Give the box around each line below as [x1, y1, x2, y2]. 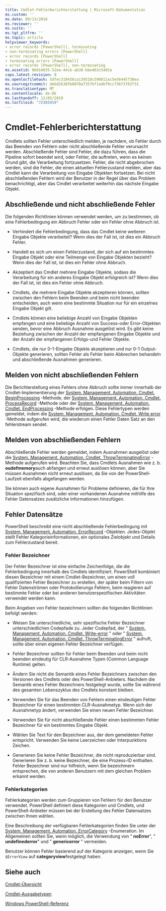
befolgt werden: [5, 610, 38, 616]
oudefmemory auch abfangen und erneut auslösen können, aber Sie [5, 465, 145, 471]
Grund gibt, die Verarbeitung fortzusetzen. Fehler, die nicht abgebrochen [5, 159, 155, 165]
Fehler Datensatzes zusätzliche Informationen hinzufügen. [5, 496, 125, 502]
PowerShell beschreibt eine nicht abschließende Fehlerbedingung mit [5, 524, 148, 530]
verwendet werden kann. [5, 595, 56, 601]
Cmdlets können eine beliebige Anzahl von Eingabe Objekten [12, 315, 138, 321]
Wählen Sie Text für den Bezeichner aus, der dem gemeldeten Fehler [12, 732, 154, 738]
